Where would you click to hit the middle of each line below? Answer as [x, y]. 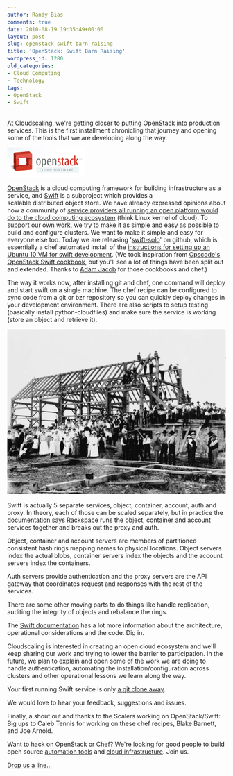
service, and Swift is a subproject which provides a [80, 196]
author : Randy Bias [35, 15]
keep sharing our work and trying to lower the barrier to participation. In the [115, 654]
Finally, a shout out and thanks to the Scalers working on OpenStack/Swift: [114, 716]
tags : [15, 88]
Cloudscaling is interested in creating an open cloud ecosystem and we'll [112, 646]
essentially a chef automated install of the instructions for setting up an [109, 247]
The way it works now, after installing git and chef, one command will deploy [116, 283]
